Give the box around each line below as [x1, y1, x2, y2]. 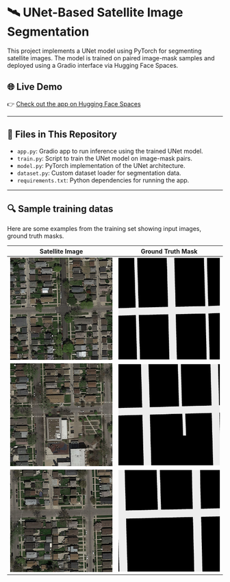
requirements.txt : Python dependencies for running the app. [16, 175, 190, 184]
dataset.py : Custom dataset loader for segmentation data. [16, 169, 181, 177]
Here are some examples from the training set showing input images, [7, 225, 202, 233]
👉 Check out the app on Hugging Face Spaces [7, 99, 142, 108]
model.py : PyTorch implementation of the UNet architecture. [16, 161, 186, 169]
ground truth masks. [7, 232, 64, 240]
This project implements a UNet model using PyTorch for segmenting [7, 47, 202, 55]
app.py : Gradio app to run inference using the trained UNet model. [16, 147, 203, 155]
